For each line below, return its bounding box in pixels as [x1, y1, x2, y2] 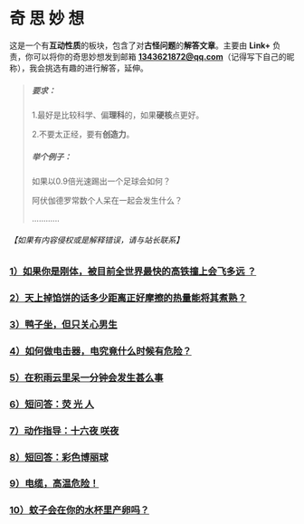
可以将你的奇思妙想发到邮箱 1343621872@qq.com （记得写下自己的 [33, 51, 287, 62]
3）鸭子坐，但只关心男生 [9, 318, 118, 330]
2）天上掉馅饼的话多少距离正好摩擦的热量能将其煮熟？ [9, 291, 247, 304]
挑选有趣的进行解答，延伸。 [44, 62, 148, 73]
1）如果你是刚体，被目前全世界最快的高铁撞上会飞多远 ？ [9, 265, 257, 278]
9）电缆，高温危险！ [9, 477, 100, 490]
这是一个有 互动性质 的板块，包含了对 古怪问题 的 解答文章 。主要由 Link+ [9, 40, 271, 51]
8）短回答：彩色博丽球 [9, 451, 109, 463]
